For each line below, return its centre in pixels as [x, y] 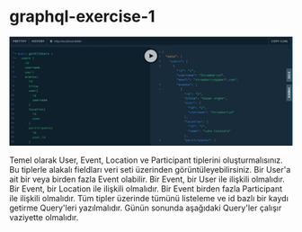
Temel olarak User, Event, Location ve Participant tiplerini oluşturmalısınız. [146, 160]
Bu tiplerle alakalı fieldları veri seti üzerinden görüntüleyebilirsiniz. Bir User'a [150, 170]
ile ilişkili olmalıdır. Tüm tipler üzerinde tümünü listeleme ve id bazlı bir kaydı [149, 199]
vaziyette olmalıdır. [44, 218]
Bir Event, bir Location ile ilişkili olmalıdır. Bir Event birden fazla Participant [146, 189]
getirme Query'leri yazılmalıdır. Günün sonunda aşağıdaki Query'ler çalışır [146, 208]
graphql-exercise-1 [82, 17]
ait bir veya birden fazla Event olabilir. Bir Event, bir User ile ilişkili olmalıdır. [147, 179]
